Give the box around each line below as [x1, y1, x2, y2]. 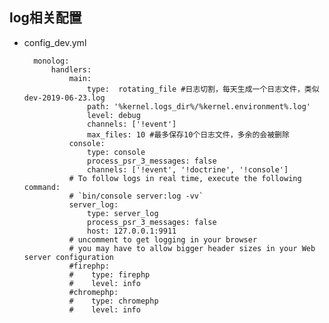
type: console [87, 147, 146, 157]
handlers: [50, 64, 92, 75]
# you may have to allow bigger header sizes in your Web [68, 243, 316, 253]
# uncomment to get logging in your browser [68, 234, 258, 245]
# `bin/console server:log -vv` [68, 191, 204, 201]
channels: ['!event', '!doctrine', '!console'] [87, 164, 289, 175]
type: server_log [87, 208, 159, 218]
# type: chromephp [68, 296, 159, 306]
